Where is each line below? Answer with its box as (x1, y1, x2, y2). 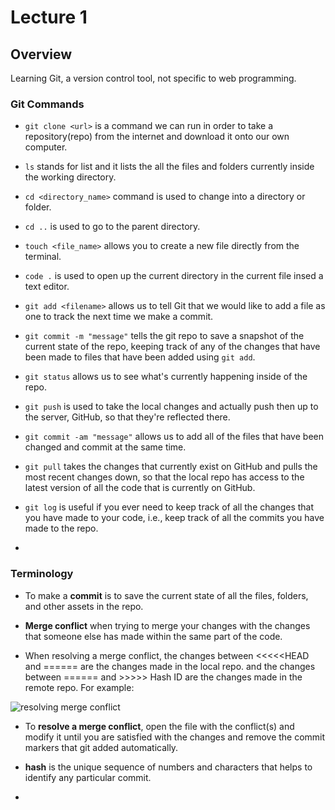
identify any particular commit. (24, 771, 152, 783)
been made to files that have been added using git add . (24, 351, 256, 363)
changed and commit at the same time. (24, 441, 187, 453)
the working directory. (24, 171, 117, 183)
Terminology (10, 567, 74, 581)
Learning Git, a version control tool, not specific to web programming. (10, 72, 297, 84)
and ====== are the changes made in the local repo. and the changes (24, 660, 316, 672)
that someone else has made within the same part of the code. (24, 630, 283, 642)
